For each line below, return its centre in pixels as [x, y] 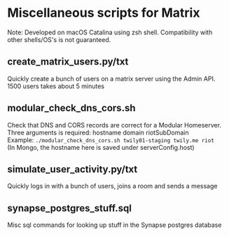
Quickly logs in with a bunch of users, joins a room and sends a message [112, 186]
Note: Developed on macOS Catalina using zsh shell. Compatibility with [110, 32]
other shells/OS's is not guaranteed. [59, 39]
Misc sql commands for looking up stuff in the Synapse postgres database [114, 225]
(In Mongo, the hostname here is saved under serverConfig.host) [101, 147]
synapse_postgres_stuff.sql [69, 208]
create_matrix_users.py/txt [68, 62]
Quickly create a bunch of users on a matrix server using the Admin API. [111, 78]
